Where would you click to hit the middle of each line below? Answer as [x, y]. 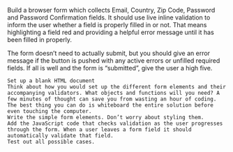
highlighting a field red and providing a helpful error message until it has [111, 32]
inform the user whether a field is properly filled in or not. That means [107, 25]
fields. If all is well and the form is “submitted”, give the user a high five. [110, 68]
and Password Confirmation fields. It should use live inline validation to [109, 17]
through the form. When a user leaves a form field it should [99, 130]
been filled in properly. [39, 40]
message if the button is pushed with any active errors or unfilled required [114, 61]
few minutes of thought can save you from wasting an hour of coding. [112, 99]
